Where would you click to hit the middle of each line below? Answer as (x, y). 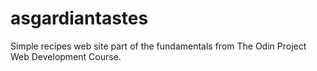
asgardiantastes (79, 18)
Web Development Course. (66, 56)
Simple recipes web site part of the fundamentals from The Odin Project (158, 46)
